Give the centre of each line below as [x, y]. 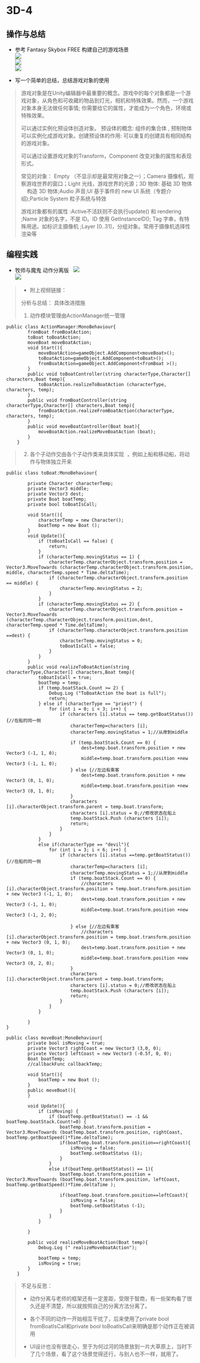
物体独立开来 [56, 462]
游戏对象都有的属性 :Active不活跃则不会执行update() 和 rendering [101, 211]
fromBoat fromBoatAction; [60, 332]
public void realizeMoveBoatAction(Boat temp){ [88, 1242]
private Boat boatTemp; [57, 499]
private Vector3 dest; [56, 494]
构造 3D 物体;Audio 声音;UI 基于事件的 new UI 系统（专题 [96, 191]
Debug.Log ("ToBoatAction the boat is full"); [108, 693]
